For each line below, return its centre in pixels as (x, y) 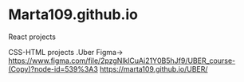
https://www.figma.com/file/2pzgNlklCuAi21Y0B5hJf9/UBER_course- (122, 61)
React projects (32, 37)
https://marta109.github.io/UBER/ (154, 68)
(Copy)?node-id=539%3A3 (53, 68)
